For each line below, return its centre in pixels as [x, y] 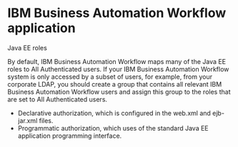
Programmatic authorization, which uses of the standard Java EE [113, 128]
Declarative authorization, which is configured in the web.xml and [114, 113]
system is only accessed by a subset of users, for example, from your [110, 77]
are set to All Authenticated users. [58, 99]
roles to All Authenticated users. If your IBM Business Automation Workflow [118, 69]
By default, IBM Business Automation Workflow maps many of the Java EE [117, 61]
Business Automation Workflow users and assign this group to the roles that [119, 92]
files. [46, 120]
